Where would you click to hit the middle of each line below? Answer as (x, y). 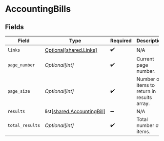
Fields (15, 27)
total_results (24, 125)
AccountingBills (38, 9)
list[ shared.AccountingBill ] (75, 111)
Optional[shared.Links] (71, 50)
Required (121, 41)
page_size (19, 91)
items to (146, 85)
